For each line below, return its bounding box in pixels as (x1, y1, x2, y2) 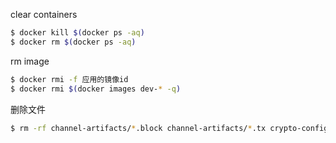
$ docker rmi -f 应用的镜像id (10, 74, 129, 84)
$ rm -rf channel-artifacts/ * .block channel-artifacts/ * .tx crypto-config (10, 123, 329, 133)
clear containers (10, 9, 78, 20)
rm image (10, 55, 50, 67)
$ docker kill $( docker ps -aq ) (10, 28, 145, 38)
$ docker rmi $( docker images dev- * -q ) (10, 84, 182, 94)
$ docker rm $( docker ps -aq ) (10, 37, 137, 47)
